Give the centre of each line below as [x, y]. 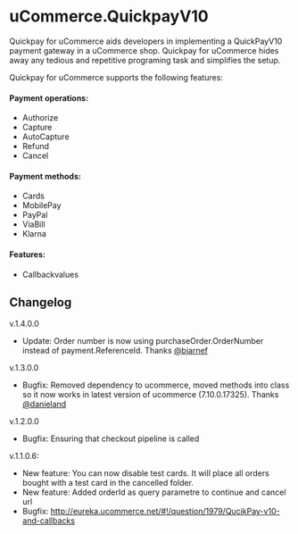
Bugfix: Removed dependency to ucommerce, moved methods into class [156, 385]
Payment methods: [46, 176]
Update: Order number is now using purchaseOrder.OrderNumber [143, 341]
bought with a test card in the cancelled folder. [108, 483]
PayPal [35, 215]
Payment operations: [49, 98]
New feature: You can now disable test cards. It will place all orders [145, 473]
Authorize [40, 118]
